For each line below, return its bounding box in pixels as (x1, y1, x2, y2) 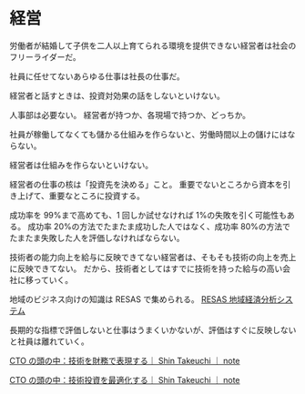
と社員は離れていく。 (9, 336, 89, 347)
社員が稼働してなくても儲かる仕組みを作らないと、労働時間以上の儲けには (9, 128, 288, 139)
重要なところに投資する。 (48, 190, 146, 201)
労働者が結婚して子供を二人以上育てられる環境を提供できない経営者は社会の (9, 40, 297, 51)
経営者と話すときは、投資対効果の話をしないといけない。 (9, 90, 225, 101)
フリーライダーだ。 (9, 51, 82, 62)
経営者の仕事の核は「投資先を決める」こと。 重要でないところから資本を (9, 178, 283, 189)
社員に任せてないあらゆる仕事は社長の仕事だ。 (9, 70, 185, 82)
